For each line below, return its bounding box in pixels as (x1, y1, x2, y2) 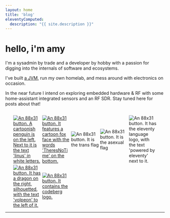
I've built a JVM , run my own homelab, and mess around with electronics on (5, 75, 163, 81)
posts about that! (5, 101, 41, 107)
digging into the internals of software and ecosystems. (5, 65, 119, 71)
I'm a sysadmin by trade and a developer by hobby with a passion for (5, 60, 149, 66)
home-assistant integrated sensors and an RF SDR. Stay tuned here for (5, 95, 153, 101)
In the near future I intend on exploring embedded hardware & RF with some (5, 90, 164, 96)
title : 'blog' (5, 12, 35, 17)
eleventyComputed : (5, 17, 44, 22)
